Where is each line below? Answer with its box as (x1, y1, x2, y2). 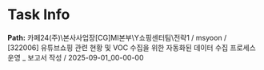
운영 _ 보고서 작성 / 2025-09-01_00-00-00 (7, 52, 145, 62)
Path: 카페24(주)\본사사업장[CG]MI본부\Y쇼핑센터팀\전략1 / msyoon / (7, 33, 227, 42)
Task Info (7, 6, 70, 24)
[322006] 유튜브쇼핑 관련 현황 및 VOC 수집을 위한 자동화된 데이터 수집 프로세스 (7, 42, 257, 52)
